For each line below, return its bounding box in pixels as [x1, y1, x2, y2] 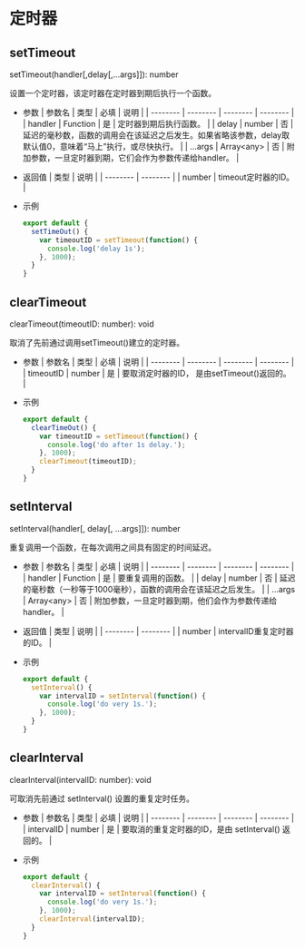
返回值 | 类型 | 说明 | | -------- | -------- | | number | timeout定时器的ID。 [22, 171, 295, 182]
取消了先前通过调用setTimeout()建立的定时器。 [9, 337, 184, 347]
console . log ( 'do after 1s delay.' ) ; [46, 440, 186, 449]
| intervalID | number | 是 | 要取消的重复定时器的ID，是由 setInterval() [22, 823, 280, 835]
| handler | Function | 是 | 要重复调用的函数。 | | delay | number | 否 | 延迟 [22, 572, 296, 583]
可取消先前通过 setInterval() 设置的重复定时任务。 [9, 793, 195, 804]
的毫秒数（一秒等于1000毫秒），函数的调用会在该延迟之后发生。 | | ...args [22, 583, 296, 594]
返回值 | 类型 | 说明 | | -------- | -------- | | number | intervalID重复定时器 [22, 625, 294, 636]
